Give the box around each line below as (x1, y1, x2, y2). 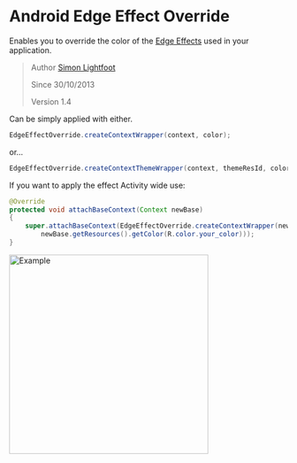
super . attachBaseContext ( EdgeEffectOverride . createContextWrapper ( (25, 221, 278, 231)
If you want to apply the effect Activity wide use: (9, 180, 186, 190)
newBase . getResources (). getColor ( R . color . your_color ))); (41, 230, 255, 239)
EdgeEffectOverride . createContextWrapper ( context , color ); (9, 130, 232, 139)
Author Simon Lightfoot (30, 62, 116, 73)
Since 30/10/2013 (30, 79, 95, 89)
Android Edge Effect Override (9, 6, 230, 27)
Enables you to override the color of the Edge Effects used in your (9, 35, 249, 46)
